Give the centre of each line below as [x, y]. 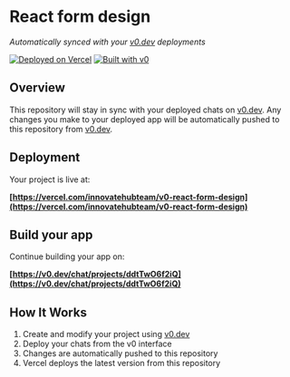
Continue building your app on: [67, 256]
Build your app [51, 234]
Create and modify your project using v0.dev [106, 334]
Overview [38, 88]
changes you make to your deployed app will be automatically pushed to [145, 119]
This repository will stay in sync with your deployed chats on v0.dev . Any [145, 110]
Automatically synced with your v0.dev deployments [107, 42]
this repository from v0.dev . [61, 129]
